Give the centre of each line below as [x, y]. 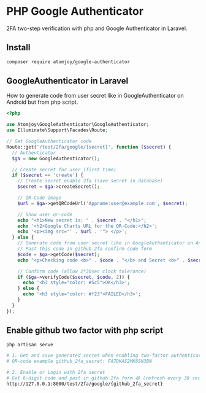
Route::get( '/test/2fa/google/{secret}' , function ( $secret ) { [89, 147]
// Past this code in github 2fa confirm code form [85, 249]
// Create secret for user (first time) [64, 169]
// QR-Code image [40, 198]
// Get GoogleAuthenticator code [49, 142]
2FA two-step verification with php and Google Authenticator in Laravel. [97, 28]
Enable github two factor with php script [85, 331]
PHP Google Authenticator [75, 11]
